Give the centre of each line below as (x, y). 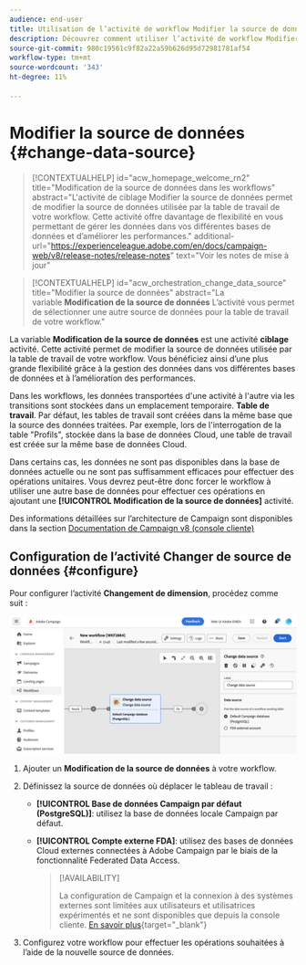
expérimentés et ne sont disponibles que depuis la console (169, 915)
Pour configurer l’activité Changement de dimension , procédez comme (144, 593)
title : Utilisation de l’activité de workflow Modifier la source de (144, 29)
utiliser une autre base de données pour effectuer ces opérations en (138, 491)
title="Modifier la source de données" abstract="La (128, 292)
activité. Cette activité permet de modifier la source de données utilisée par (151, 349)
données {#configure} (74, 571)
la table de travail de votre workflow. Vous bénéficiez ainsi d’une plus (139, 358)
